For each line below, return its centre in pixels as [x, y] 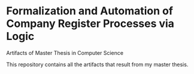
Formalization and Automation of [90, 11]
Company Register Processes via [90, 24]
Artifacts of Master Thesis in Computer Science [65, 53]
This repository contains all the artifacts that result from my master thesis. [97, 64]
